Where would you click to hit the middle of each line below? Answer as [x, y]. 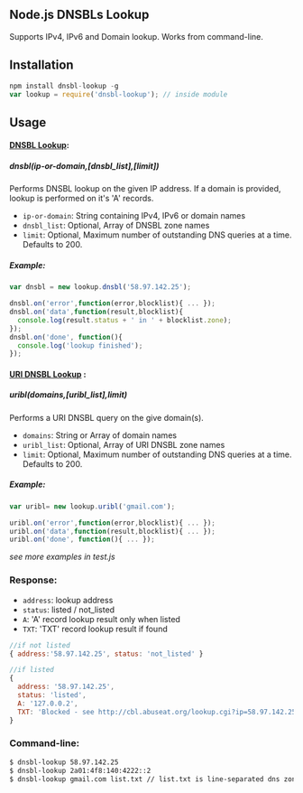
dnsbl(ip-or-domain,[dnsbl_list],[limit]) [84, 165]
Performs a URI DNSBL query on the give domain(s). [107, 417]
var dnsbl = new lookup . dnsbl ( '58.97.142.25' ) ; [101, 287]
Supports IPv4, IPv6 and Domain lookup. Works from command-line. [137, 36]
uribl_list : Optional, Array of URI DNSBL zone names [124, 444]
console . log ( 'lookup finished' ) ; [80, 345]
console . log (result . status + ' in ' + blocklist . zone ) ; [124, 320]
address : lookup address [68, 600]
